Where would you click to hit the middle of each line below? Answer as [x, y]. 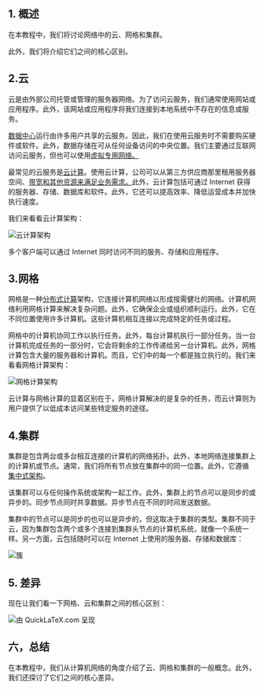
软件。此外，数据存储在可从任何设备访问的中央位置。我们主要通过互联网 [139, 145]
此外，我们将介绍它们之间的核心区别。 [70, 51]
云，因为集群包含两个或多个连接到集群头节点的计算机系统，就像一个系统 [125, 529]
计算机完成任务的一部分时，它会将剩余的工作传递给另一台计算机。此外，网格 [132, 346]
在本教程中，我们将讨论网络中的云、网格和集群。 [87, 35]
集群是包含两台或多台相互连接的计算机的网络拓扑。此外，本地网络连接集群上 [132, 456]
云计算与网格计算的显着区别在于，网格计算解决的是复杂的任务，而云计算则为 [132, 398]
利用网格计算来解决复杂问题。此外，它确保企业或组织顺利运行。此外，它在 [135, 309]
